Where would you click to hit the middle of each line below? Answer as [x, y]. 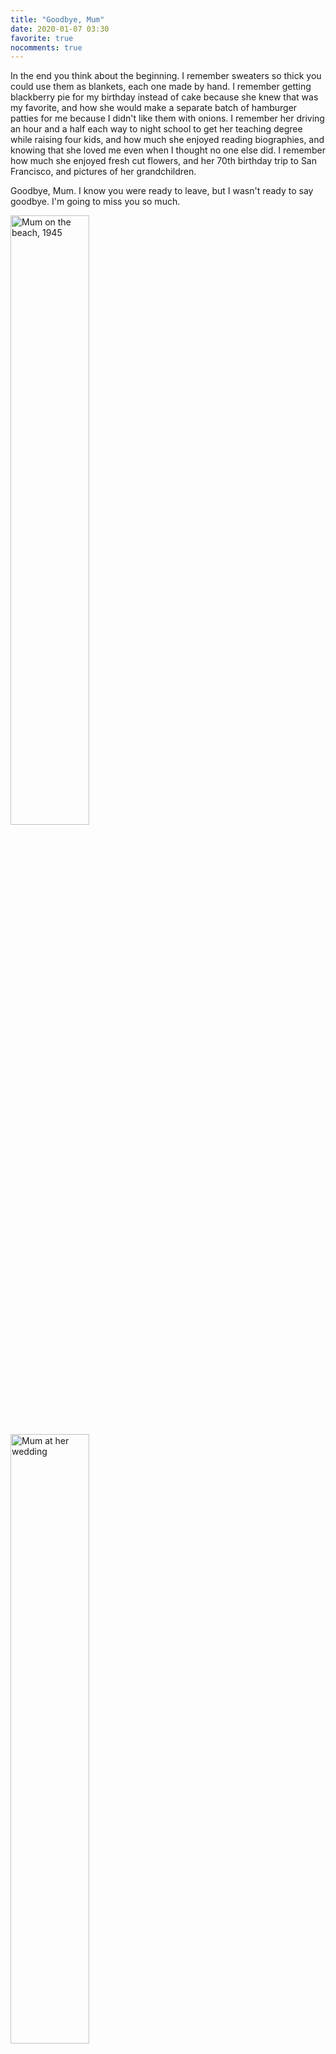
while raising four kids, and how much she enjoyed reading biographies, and [167, 140]
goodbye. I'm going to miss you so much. [95, 202]
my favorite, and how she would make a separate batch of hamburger [154, 108]
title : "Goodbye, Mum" [57, 19]
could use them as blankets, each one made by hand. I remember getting [161, 87]
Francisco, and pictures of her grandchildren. [103, 172]
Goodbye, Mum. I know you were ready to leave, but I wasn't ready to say [162, 191]
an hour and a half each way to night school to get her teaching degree [156, 129]
